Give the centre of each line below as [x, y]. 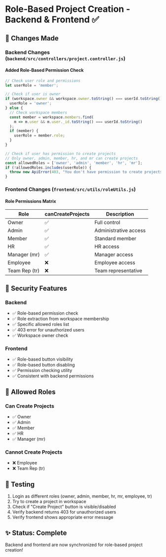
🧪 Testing [20, 484]
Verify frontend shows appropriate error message [63, 517]
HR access [107, 247]
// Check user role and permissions [43, 81]
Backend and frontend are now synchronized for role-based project [74, 545]
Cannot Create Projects [34, 452]
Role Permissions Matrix [31, 201]
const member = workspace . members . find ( [52, 117]
